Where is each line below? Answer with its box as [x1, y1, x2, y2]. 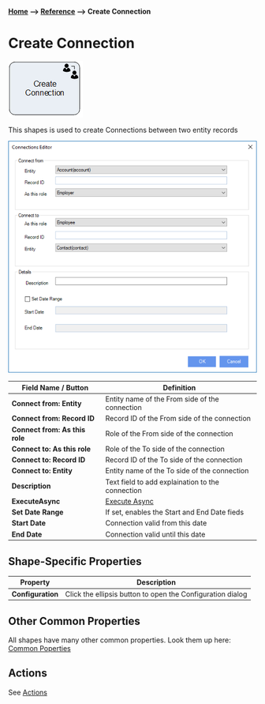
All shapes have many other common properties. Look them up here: [8, 635, 231, 645]
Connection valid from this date [105, 518, 207, 528]
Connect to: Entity [11, 466, 73, 476]
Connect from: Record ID [11, 414, 95, 424]
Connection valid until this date [105, 529, 206, 539]
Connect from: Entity [11, 398, 82, 408]
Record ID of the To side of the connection [105, 455, 243, 465]
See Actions [8, 687, 47, 697]
